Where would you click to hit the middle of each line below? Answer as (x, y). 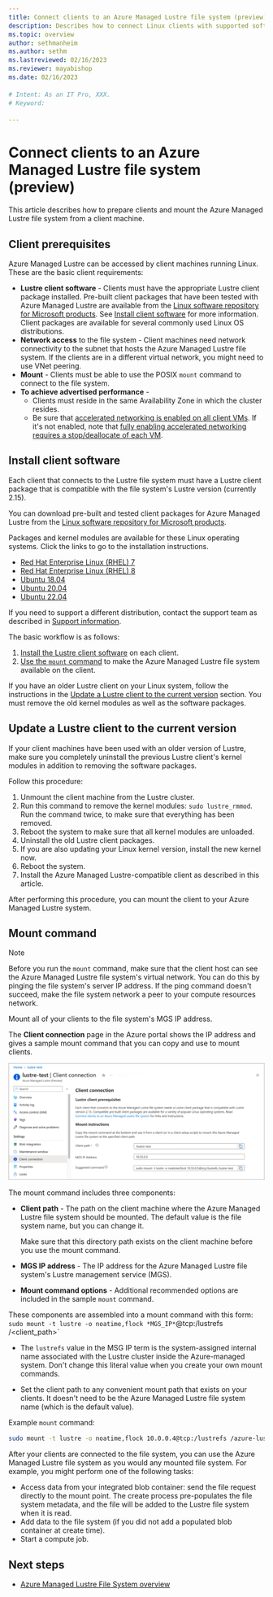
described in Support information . (65, 621)
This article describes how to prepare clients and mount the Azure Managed (136, 210)
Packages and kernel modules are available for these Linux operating (124, 538)
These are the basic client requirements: (76, 272)
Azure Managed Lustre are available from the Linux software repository (139, 305)
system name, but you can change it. (82, 1226)
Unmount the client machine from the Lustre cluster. (107, 796)
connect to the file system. (65, 383)
